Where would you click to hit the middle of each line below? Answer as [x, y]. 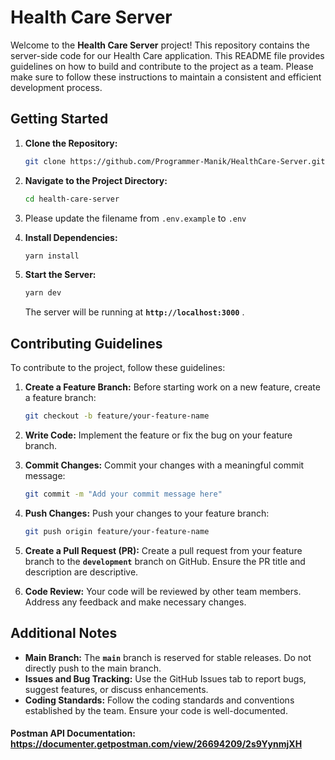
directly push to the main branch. [93, 668]
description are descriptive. [81, 572]
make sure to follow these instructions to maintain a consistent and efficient [166, 77]
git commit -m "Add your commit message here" [123, 494]
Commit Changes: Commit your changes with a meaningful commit [164, 465]
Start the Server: [60, 275]
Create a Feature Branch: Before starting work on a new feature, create [172, 387]
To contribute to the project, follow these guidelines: [118, 368]
